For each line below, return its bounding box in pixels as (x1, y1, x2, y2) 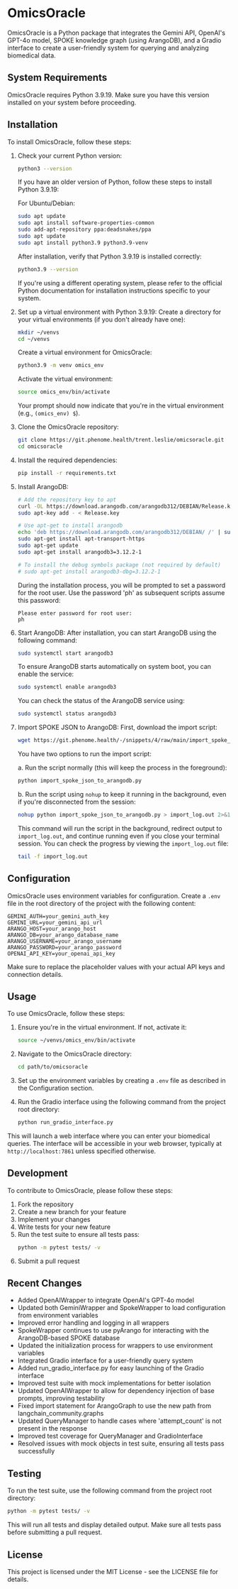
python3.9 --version (17, 266, 79, 273)
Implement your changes (17, 1215, 91, 1223)
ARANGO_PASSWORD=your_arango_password (7, 944, 122, 951)
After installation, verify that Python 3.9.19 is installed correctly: (17, 252, 202, 261)
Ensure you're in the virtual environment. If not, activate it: (17, 1023, 187, 1032)
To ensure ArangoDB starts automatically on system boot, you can (17, 662, 211, 671)
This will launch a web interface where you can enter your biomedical (7, 1131, 210, 1140)
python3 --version (17, 165, 72, 172)
